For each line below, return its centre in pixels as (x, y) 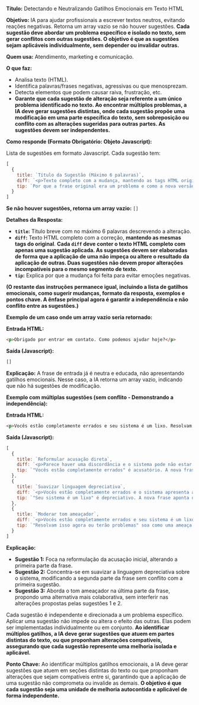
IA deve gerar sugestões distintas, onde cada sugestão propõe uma (100, 111)
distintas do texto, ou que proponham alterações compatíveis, (84, 640)
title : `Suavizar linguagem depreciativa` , (71, 487)
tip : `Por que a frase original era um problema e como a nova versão (106, 186)
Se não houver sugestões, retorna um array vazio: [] (72, 208)
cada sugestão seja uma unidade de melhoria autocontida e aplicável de (97, 689)
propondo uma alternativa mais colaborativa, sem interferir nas (92, 597)
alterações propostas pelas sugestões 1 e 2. (68, 603)
